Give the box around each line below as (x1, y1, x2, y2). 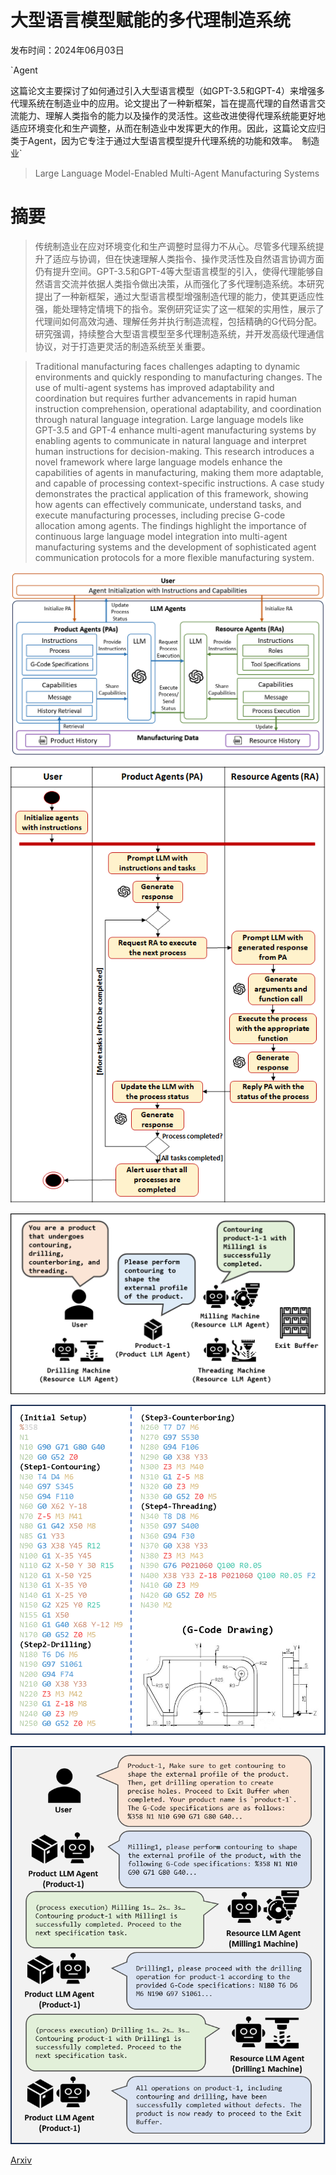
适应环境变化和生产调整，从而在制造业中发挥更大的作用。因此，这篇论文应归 (10, 122, 326, 134)
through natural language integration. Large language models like (34, 413, 305, 425)
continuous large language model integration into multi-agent (34, 530, 288, 542)
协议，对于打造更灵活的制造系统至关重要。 (34, 340, 211, 352)
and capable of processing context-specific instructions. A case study (34, 477, 325, 489)
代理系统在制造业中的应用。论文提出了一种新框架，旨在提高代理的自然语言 (10, 97, 317, 109)
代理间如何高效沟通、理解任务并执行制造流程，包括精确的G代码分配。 (34, 315, 323, 327)
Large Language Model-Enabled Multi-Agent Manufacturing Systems (34, 167, 320, 179)
